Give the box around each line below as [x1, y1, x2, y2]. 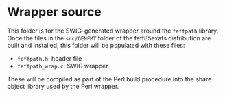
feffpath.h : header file [16, 54, 82, 62]
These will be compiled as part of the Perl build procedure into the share [7, 74, 212, 83]
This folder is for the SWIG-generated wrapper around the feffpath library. [7, 27, 219, 35]
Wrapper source [7, 4, 102, 20]
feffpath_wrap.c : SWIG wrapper [16, 61, 108, 70]
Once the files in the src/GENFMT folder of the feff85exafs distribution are [7, 33, 211, 42]
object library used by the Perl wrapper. [7, 82, 119, 90]
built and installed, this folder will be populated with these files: [7, 41, 185, 49]
